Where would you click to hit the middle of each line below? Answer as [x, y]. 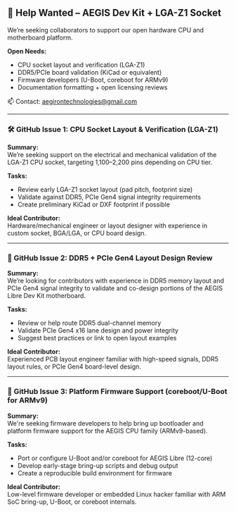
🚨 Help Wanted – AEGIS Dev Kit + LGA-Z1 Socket [114, 13]
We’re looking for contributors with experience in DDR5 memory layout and [116, 281]
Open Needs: [27, 51]
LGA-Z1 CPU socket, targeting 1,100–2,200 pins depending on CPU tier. [110, 162]
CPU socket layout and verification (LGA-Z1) [81, 65]
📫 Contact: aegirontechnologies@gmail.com [72, 101]
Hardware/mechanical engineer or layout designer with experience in [107, 225]
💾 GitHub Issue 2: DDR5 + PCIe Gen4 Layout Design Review [110, 258]
